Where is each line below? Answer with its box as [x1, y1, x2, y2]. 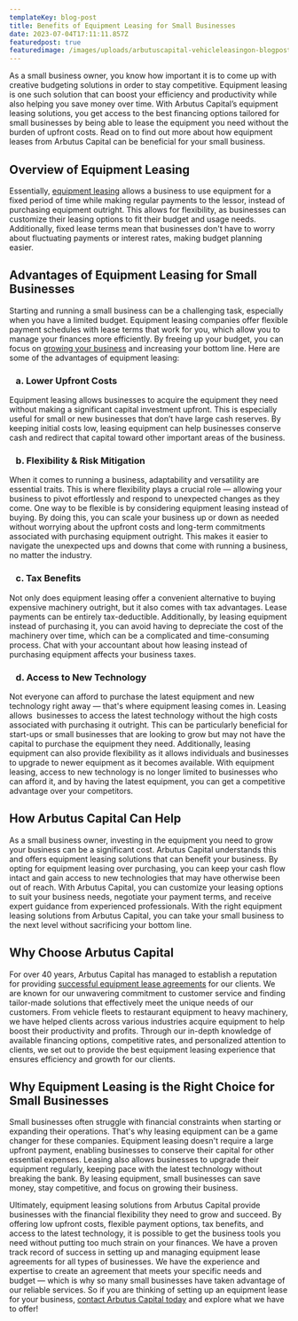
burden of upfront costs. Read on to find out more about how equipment [9, 127, 273, 138]
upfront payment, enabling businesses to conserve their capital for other [9, 1145, 275, 1156]
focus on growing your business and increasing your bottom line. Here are [9, 342, 281, 353]
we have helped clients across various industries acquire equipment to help [9, 1016, 286, 1026]
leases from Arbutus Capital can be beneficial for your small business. [9, 137, 266, 147]
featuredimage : [9, 46, 66, 55]
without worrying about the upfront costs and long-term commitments [9, 522, 266, 532]
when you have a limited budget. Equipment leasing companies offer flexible [9, 314, 288, 325]
